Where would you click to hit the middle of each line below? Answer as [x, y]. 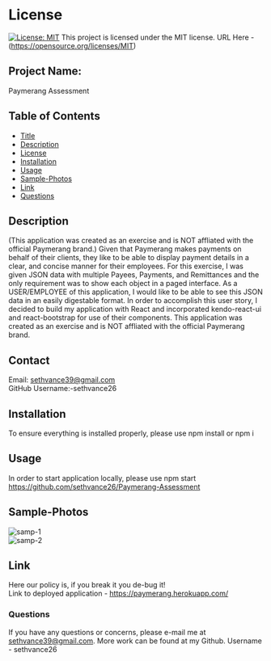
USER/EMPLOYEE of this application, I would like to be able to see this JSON [135, 292]
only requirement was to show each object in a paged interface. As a [123, 284]
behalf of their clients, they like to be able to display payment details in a [129, 258]
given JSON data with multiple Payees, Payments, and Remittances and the [134, 275]
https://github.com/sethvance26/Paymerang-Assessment [104, 486]
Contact [29, 360]
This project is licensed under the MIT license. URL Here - [158, 37]
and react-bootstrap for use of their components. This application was [125, 318]
